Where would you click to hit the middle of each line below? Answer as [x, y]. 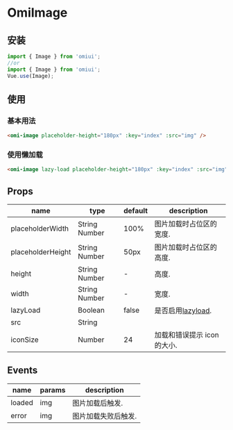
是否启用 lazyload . [183, 311]
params [53, 390]
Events [23, 371]
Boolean [92, 311]
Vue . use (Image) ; [31, 76]
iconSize [25, 340]
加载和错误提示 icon [187, 335]
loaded [22, 402]
